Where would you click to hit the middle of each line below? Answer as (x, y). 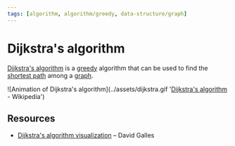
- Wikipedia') (26, 96)
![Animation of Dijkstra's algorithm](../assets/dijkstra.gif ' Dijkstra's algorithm (117, 89)
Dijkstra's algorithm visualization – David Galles (86, 135)
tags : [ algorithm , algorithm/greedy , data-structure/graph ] (97, 14)
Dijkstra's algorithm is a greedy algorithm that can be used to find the (108, 68)
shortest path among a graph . (50, 75)
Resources (31, 118)
